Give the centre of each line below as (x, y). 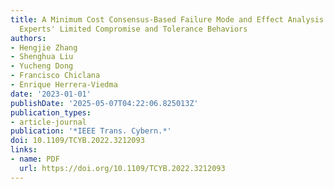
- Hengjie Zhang (44, 47)
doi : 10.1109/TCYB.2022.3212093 (77, 141)
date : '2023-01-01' (51, 94)
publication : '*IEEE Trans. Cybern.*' (91, 131)
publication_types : (51, 112)
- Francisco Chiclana (55, 76)
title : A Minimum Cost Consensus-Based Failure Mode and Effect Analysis (167, 19)
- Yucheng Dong (42, 66)
